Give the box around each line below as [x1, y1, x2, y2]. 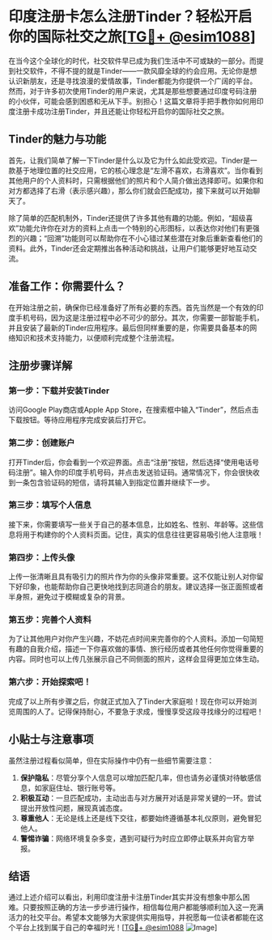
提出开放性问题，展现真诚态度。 [19, 802, 127, 813]
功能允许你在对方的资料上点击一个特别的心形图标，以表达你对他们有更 [19, 223, 253, 233]
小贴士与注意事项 [8, 733, 94, 747]
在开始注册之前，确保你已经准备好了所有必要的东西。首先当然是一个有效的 [8, 303, 257, 312]
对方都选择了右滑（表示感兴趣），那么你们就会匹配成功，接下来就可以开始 [8, 185, 253, 195]
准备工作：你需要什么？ [8, 280, 125, 294]
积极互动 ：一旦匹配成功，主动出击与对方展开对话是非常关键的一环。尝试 [19, 793, 261, 802]
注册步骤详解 [8, 358, 73, 372]
